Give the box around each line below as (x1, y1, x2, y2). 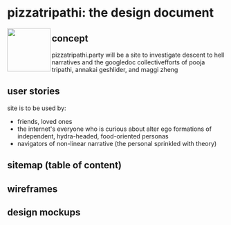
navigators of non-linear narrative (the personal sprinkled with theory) (17, 139, 217, 147)
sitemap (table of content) (7, 159, 122, 171)
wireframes (7, 183, 58, 195)
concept (51, 33, 89, 44)
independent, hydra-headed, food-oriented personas (17, 132, 169, 140)
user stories (7, 85, 60, 98)
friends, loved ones (17, 117, 73, 125)
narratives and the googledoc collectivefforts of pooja (51, 58, 205, 66)
